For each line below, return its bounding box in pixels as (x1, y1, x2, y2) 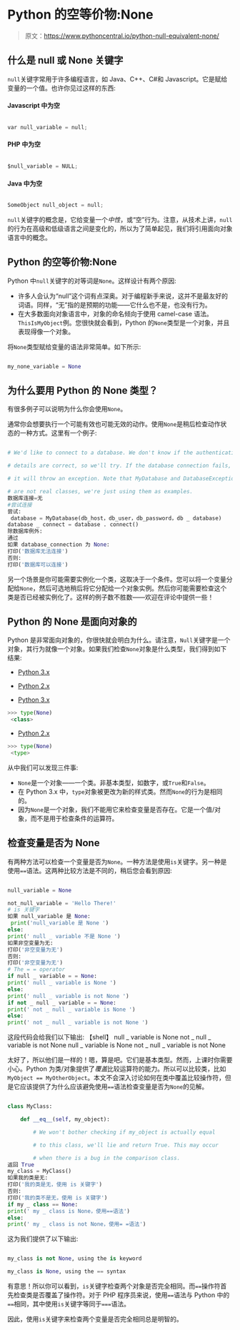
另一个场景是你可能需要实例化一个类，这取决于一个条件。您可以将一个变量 (7, 575, 226, 583)
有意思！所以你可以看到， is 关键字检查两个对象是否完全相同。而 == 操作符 (7, 1282, 221, 1291)
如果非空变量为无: (7, 939, 54, 947)
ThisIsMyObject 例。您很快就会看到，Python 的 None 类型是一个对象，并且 (17, 318, 230, 327)
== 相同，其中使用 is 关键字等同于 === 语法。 (7, 1300, 131, 1309)
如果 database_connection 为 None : (7, 541, 110, 548)
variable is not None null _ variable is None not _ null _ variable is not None (7, 1041, 226, 1049)
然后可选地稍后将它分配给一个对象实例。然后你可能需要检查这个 (39, 583, 227, 593)
